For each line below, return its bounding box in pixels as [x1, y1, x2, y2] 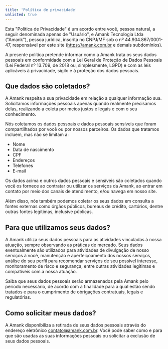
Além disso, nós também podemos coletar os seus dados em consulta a [5, 198, 154, 204]
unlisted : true [5, 12, 37, 17]
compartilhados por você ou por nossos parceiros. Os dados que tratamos [5, 126, 159, 132]
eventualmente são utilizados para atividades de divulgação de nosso [5, 247, 149, 253]
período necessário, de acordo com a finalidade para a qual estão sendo [5, 284, 155, 290]
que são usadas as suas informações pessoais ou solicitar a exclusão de [5, 332, 155, 338]
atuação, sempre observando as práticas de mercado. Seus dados [5, 242, 143, 248]
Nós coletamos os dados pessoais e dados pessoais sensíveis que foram [5, 121, 156, 127]
